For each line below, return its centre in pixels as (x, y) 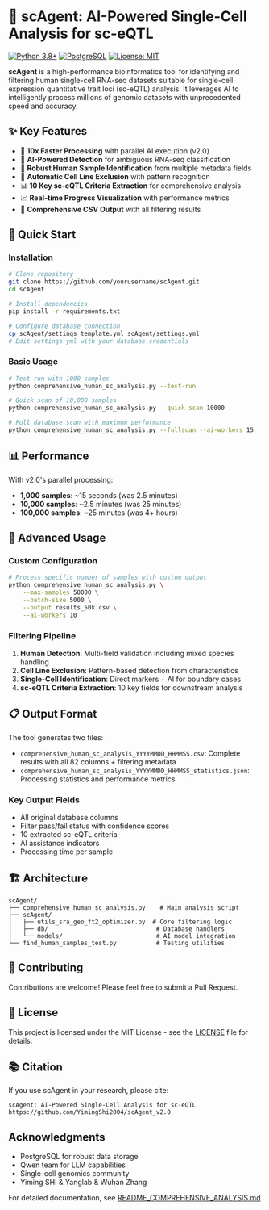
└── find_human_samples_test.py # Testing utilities (117, 943)
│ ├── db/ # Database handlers (117, 929)
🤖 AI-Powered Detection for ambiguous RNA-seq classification (125, 159)
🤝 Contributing (46, 968)
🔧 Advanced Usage (57, 538)
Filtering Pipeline (42, 635)
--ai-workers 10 (50, 615)
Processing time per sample (66, 852)
